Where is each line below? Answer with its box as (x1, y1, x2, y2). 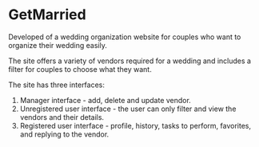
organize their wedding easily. (8, 40, 108, 50)
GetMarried (8, 6, 86, 24)
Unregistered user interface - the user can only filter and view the (19, 104, 237, 113)
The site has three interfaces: (8, 80, 106, 89)
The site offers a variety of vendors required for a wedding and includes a (8, 56, 252, 66)
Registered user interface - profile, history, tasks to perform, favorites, (19, 121, 252, 130)
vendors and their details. (19, 112, 105, 121)
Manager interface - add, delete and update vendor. (19, 95, 192, 105)
